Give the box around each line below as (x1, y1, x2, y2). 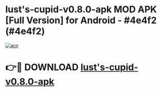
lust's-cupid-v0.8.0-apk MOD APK (5, 4, 157, 15)
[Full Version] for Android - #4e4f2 (5, 14, 157, 26)
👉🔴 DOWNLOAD (5, 62, 79, 73)
